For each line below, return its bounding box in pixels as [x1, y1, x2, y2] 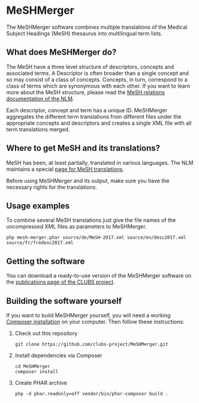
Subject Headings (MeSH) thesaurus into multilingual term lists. [6, 29, 163, 37]
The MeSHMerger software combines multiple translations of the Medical [6, 23, 188, 31]
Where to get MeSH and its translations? [6, 143, 161, 154]
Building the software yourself [6, 296, 122, 306]
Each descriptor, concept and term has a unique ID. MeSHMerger [6, 106, 168, 114]
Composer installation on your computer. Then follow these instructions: [6, 318, 185, 325]
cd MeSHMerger [14, 363, 50, 369]
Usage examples [6, 200, 70, 210]
